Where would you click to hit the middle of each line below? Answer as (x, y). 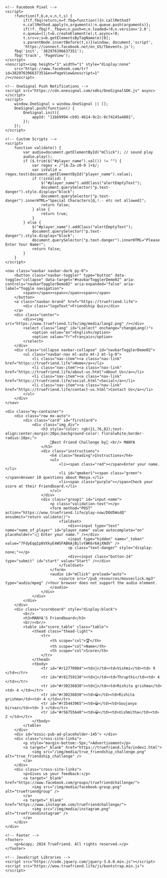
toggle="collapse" (24, 280)
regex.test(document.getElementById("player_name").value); (69, 174)
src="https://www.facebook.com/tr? (51, 69)
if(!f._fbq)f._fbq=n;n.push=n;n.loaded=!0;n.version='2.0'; (87, 29)
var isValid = (46, 170)
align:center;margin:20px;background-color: (52, 433)
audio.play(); (38, 157)
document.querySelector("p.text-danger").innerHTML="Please (96, 240)
